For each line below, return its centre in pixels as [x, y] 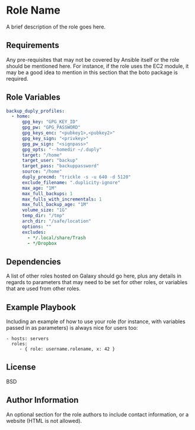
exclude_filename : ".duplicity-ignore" [71, 182]
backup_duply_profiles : [36, 111]
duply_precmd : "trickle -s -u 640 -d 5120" [76, 177]
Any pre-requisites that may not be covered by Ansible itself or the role [93, 59]
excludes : [34, 232]
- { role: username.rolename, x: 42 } [67, 349]
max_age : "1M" [39, 188]
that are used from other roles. [44, 289]
